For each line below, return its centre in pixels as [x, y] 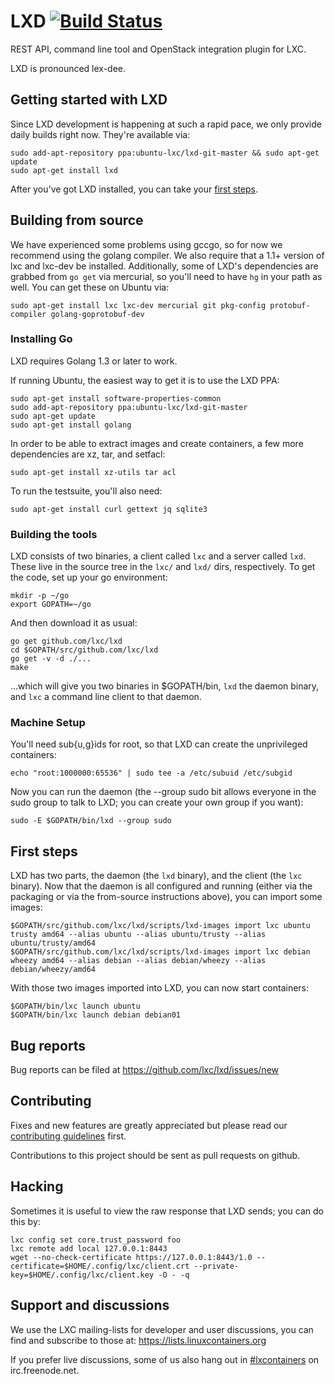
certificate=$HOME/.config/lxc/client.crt [100, 1266]
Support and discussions [90, 1305]
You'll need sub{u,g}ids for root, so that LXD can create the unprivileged [159, 744]
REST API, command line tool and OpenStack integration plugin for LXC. [158, 49]
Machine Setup [48, 723]
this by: [25, 1221]
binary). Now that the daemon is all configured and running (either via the [161, 886]
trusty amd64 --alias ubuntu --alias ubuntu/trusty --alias [138, 935]
